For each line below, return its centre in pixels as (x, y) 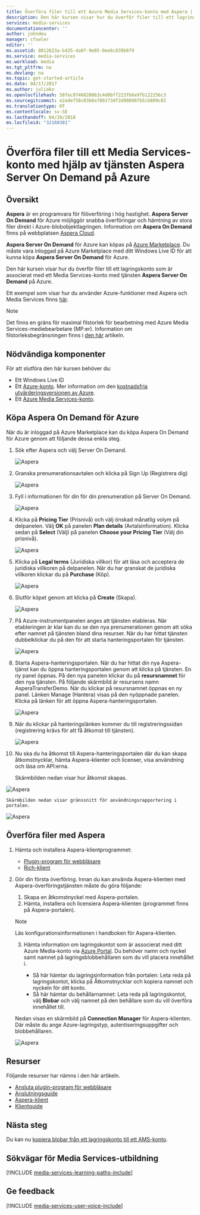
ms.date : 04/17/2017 (32, 84)
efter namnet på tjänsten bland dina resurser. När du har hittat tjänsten (101, 633)
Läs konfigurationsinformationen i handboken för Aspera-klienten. (96, 933)
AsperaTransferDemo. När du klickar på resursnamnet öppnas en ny (99, 688)
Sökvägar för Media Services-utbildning (82, 1158)
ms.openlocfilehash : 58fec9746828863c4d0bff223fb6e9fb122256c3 (86, 95)
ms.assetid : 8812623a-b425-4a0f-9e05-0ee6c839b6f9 (70, 51)
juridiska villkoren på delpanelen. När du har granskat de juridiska (95, 568)
